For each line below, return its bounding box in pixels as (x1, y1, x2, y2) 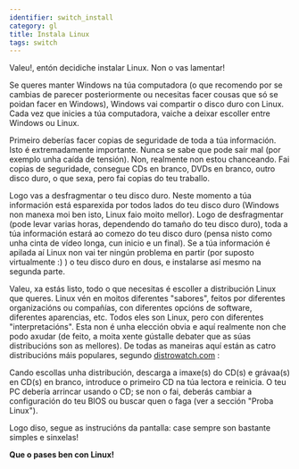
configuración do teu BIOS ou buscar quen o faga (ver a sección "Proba (9, 396, 274, 406)
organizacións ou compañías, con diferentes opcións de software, (9, 303, 253, 314)
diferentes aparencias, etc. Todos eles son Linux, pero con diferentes (9, 312, 264, 322)
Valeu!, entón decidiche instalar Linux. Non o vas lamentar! (9, 63, 226, 73)
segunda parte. (9, 266, 65, 277)
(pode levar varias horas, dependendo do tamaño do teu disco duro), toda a (9, 219, 288, 230)
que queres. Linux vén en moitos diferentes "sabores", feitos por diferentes (9, 293, 286, 304)
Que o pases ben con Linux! (9, 449, 114, 460)
